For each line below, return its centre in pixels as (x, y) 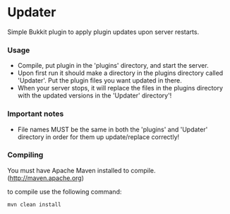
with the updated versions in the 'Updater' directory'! (95, 95)
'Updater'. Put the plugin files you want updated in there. (99, 81)
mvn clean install (34, 204)
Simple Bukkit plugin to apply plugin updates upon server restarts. (103, 32)
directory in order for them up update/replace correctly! (98, 137)
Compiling (25, 155)
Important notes (36, 114)
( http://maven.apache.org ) (46, 178)
